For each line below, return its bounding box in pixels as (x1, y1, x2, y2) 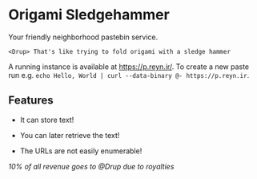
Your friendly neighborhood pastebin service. (8, 32, 159, 42)
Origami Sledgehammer (8, 6, 170, 24)
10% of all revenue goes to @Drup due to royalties (8, 161, 175, 171)
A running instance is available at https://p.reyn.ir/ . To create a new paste (8, 62, 250, 71)
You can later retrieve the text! (19, 130, 120, 140)
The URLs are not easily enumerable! (19, 146, 143, 156)
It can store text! (19, 115, 74, 124)
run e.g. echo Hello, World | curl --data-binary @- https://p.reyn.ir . (8, 70, 250, 79)
